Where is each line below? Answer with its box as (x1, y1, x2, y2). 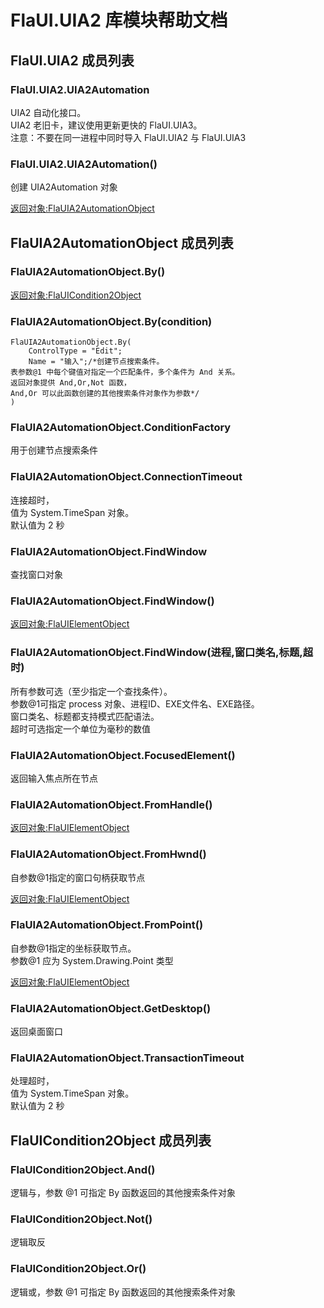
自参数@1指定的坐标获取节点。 (10, 942, 137, 954)
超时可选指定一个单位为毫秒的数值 (10, 722, 151, 735)
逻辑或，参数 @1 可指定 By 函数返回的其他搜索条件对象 (10, 1286, 236, 1298)
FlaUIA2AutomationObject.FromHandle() (10, 797, 213, 811)
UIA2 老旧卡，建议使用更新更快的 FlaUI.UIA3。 (10, 119, 203, 131)
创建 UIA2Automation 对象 (10, 181, 118, 193)
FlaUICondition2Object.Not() (10, 1212, 153, 1226)
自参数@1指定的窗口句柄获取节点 (10, 871, 146, 883)
